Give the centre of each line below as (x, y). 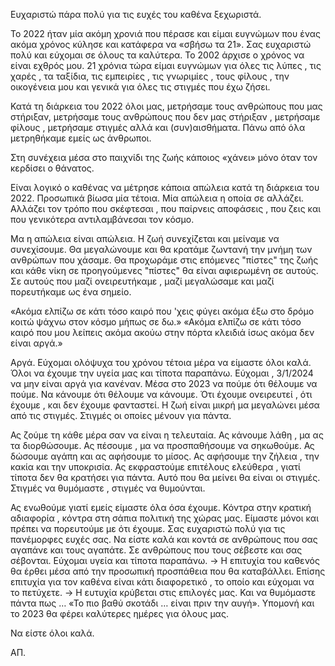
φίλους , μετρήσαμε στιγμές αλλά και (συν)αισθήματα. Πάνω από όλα (158, 127)
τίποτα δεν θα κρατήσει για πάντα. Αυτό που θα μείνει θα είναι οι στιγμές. (165, 477)
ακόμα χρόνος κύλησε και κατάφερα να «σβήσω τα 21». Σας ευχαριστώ (161, 44)
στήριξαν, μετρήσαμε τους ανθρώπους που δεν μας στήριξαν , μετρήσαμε (165, 117)
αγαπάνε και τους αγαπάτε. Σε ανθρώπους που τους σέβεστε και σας (156, 550)
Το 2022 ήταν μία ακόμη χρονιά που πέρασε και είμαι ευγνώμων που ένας (165, 33)
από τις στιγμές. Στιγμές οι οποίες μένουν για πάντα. (121, 415)
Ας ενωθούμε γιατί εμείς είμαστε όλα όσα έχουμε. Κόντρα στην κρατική (161, 507)
